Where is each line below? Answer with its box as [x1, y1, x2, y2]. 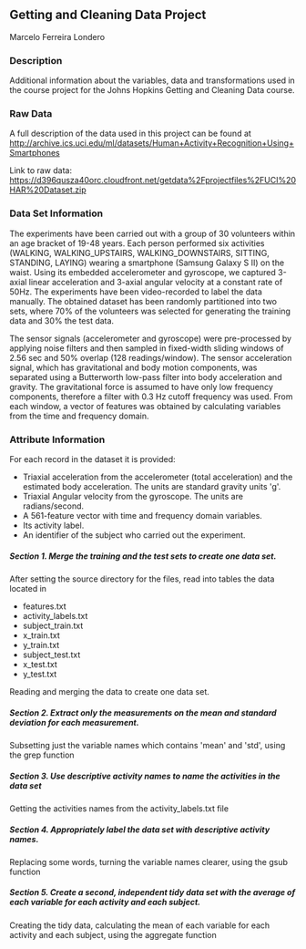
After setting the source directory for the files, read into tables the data [9, 573, 275, 584]
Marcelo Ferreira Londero [9, 31, 106, 42]
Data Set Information [9, 207, 103, 220]
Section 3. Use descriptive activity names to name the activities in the [9, 770, 280, 781]
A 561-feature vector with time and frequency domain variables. [22, 511, 262, 521]
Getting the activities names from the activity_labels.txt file [9, 802, 229, 814]
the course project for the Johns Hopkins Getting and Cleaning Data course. [9, 85, 295, 96]
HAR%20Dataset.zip [9, 184, 87, 195]
